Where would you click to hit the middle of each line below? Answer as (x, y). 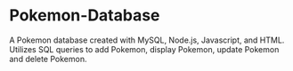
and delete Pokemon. (48, 59)
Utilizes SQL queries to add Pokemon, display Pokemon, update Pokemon (144, 49)
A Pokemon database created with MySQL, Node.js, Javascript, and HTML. (147, 40)
